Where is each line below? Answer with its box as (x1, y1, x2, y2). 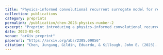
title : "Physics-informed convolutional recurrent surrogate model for (5, 7, 153, 12)
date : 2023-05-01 (5, 29, 40, 34)
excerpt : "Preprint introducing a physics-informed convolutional (5, 25, 142, 30)
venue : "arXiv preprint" (5, 34, 55, 39)
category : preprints (5, 16, 47, 21)
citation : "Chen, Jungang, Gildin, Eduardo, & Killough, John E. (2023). (5, 43, 158, 47)
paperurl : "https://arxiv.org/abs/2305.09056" (5, 38, 101, 43)
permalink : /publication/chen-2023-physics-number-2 (5, 20, 114, 25)
